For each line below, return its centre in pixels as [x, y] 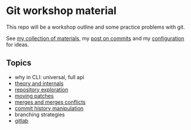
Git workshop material [61, 11]
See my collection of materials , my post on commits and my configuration [95, 38]
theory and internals [39, 83]
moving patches [34, 95]
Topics [19, 63]
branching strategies [40, 114]
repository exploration [41, 90]
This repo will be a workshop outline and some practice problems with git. [95, 27]
